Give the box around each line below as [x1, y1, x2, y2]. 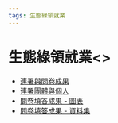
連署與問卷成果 [19, 76, 69, 86]
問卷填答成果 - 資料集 [19, 106, 91, 115]
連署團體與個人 [19, 86, 69, 95]
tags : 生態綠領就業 [8, 11, 66, 20]
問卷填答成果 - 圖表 [19, 96, 84, 106]
